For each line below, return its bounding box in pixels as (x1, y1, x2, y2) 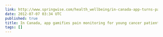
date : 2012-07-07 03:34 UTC (5, 12, 62, 16)
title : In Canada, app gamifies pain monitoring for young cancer (5, 20, 142, 25)
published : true (5, 16, 38, 21)
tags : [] (5, 25, 23, 30)
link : (5, 7, 16, 12)
